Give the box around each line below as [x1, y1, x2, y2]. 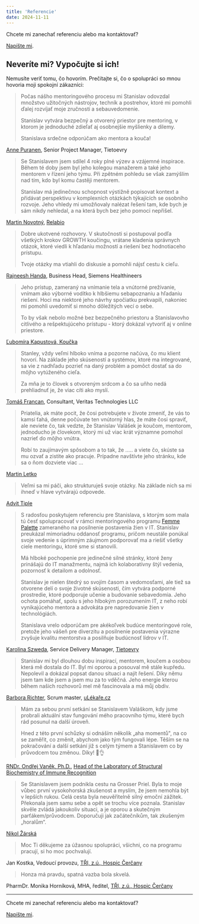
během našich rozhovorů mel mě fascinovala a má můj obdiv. [20, 683, 171, 690]
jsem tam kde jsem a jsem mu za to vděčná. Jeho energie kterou [20, 676, 178, 683]
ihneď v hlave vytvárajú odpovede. [20, 488, 105, 496]
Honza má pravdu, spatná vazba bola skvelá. [20, 871, 131, 878]
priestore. [20, 327, 44, 334]
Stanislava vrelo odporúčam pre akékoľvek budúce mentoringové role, [20, 622, 192, 629]
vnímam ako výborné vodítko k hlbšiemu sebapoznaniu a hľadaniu [20, 290, 182, 297]
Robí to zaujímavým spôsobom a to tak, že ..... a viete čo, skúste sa [20, 446, 185, 453]
